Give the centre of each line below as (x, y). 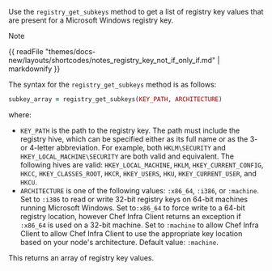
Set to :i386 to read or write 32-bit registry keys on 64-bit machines (134, 199)
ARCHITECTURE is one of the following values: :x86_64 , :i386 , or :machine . (139, 190)
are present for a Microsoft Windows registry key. (91, 20)
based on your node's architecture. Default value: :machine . (119, 242)
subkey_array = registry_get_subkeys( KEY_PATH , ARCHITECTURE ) (115, 100)
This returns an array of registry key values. (81, 257)
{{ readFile (26, 51)
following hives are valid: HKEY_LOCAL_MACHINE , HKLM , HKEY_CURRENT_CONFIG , (142, 164)
